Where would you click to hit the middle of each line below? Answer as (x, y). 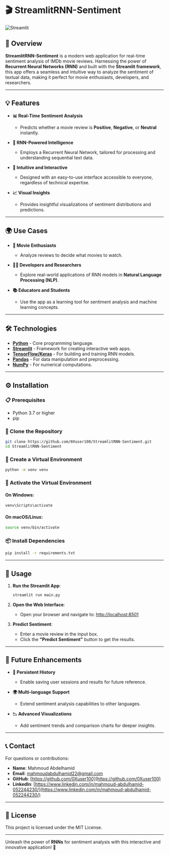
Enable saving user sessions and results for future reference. (83, 682)
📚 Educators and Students (41, 290)
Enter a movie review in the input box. (59, 634)
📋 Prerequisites (25, 400)
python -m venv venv (27, 470)
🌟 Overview (24, 44)
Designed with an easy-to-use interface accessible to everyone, (87, 177)
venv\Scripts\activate (29, 506)
